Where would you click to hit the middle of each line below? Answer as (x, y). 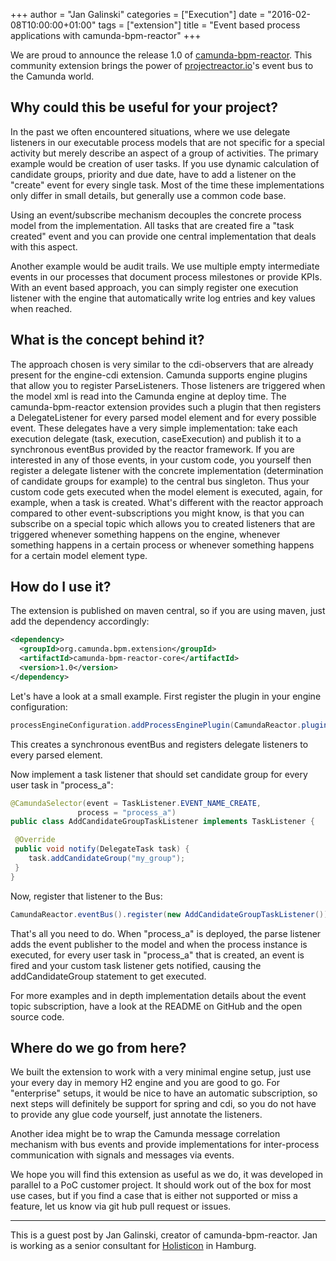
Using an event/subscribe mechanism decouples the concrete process (156, 215)
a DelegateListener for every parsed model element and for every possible (163, 417)
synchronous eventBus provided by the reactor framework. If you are (152, 449)
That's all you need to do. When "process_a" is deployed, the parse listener (166, 933)
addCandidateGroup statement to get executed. (108, 976)
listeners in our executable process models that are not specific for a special (167, 142)
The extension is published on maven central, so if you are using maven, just (168, 611)
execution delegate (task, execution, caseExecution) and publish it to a (156, 438)
